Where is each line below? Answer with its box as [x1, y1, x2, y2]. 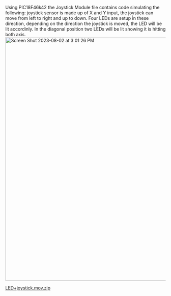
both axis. [5, 32, 26, 37]
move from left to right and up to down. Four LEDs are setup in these [5, 15, 149, 21]
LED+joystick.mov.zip [5, 285, 51, 291]
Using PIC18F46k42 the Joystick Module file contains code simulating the [5, 5, 160, 10]
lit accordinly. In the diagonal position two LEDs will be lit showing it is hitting [5, 26, 166, 32]
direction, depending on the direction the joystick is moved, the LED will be [5, 20, 162, 26]
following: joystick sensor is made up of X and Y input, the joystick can [5, 10, 154, 16]
